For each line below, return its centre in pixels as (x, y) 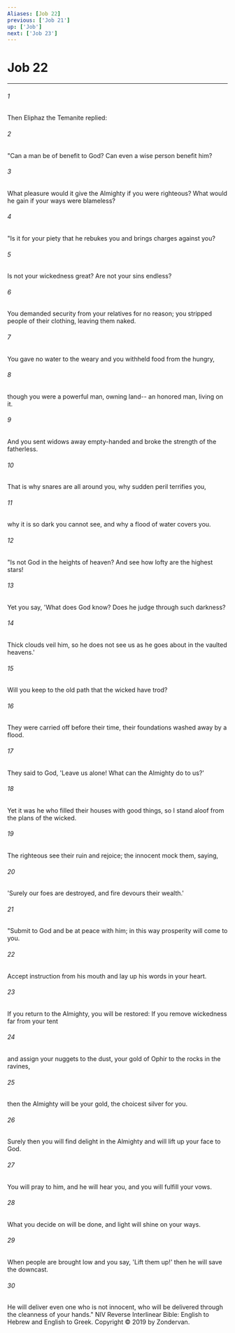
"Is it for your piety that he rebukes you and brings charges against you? (111, 238)
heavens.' (21, 653)
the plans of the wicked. (42, 818)
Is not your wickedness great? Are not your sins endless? (90, 276)
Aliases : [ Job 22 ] (34, 14)
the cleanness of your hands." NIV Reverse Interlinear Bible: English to (108, 1315)
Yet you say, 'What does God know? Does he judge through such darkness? (116, 607)
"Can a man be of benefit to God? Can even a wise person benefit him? (110, 155)
